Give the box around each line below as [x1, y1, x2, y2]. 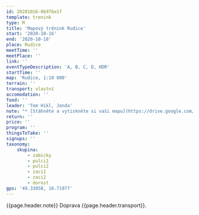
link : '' [6, 58, 28, 64]
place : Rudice [6, 42, 41, 48]
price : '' [6, 119, 31, 125]
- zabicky [27, 152, 52, 158]
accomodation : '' [6, 91, 49, 97]
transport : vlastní [6, 86, 54, 92]
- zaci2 [27, 175, 46, 181]
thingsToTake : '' [6, 130, 49, 137]
